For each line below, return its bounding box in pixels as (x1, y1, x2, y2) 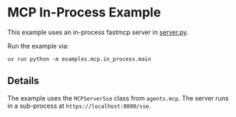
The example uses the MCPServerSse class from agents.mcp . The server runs (7, 93, 230, 102)
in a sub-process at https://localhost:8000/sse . (7, 101, 151, 110)
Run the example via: (7, 41, 69, 50)
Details (7, 75, 39, 87)
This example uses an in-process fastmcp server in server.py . (7, 28, 189, 36)
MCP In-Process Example (7, 4, 162, 21)
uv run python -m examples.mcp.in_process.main (7, 55, 152, 63)
